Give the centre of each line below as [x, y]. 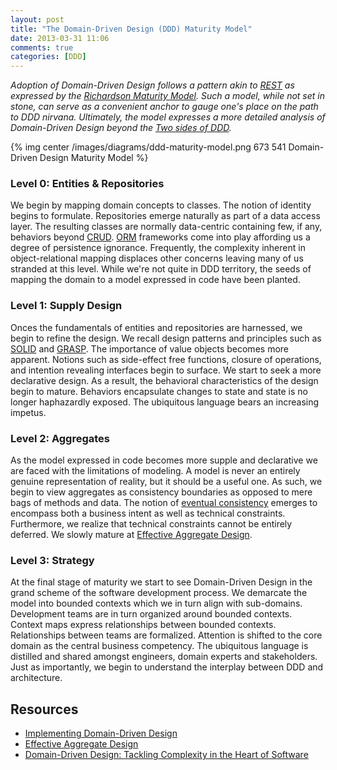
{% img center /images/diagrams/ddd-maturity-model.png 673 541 [148, 147]
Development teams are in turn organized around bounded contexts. [151, 614]
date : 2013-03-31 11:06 [60, 38]
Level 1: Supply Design [66, 306]
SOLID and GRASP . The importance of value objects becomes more [149, 348]
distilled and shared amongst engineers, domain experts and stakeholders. [164, 657]
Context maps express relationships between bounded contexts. [143, 625]
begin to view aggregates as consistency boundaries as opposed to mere [161, 492]
